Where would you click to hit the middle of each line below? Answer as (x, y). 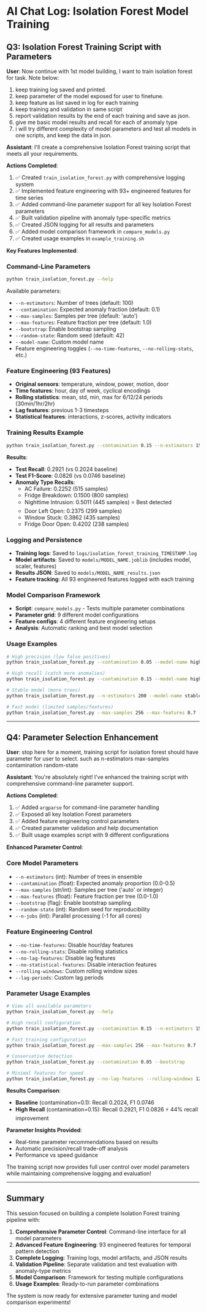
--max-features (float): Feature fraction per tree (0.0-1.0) (87, 896)
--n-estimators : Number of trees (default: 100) (74, 303)
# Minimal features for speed (45, 1073)
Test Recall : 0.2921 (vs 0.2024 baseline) (66, 469)
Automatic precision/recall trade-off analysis (71, 1148)
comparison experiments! (39, 1302)
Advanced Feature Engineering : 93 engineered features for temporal (103, 1245)
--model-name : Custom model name (59, 342)
